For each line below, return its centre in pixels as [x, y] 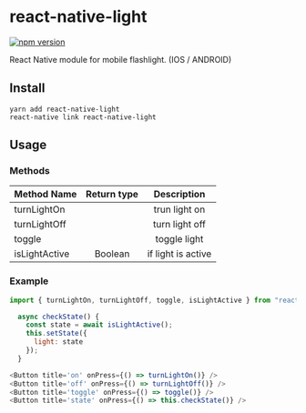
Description [179, 195]
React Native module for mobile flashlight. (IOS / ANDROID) [121, 59]
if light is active [179, 254]
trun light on [179, 209]
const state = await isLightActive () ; [99, 325]
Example [29, 281]
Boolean [112, 254]
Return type [112, 195]
